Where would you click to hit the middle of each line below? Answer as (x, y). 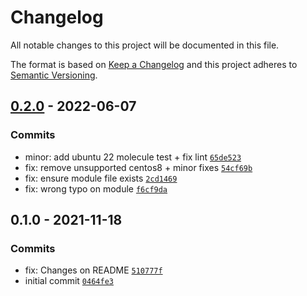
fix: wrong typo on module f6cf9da (96, 188)
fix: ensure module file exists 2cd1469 (101, 178)
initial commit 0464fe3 (69, 281)
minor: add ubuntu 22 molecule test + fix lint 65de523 (133, 157)
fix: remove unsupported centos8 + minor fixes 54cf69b (138, 167)
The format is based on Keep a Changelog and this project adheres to (154, 64)
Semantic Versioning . (54, 75)
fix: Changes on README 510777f (93, 270)
